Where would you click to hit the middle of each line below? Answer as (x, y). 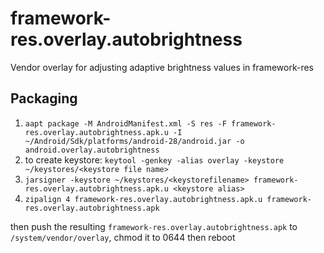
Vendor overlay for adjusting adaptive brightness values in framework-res (162, 67)
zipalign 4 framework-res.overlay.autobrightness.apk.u (143, 199)
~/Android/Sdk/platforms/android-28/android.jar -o (134, 141)
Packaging (44, 98)
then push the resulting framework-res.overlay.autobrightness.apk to (154, 226)
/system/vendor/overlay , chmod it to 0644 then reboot (123, 237)
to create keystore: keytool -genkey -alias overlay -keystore (154, 159)
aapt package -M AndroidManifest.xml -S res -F (125, 123)
